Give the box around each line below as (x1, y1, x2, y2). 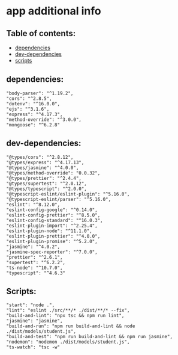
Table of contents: (6, 28, 76, 39)
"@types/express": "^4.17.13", (6, 159, 85, 165)
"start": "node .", (6, 302, 55, 308)
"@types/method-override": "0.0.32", (6, 170, 101, 176)
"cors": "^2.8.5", (6, 95, 52, 102)
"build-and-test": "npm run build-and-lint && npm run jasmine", (6, 334, 173, 340)
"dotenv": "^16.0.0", (6, 100, 61, 106)
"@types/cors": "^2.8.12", (6, 154, 74, 160)
